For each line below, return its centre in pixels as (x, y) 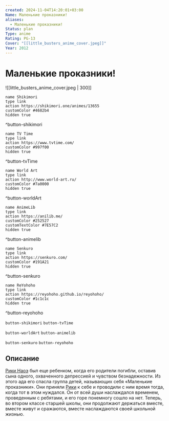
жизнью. (15, 414)
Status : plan (19, 29)
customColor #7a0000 (27, 184)
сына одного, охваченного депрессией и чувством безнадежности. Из (83, 376)
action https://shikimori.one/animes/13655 (52, 106)
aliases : (15, 19)
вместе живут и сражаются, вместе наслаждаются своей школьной (80, 409)
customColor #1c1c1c (27, 299)
